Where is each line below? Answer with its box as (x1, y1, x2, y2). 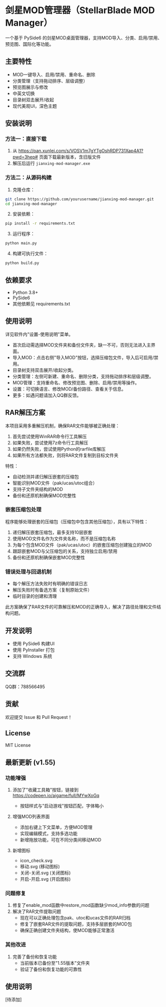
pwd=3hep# (12, 154, 38, 160)
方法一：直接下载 (5, 135, 47, 142)
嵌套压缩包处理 (5, 506, 42, 513)
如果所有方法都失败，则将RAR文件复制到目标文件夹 (12, 452, 119, 458)
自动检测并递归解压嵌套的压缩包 (12, 473, 79, 479)
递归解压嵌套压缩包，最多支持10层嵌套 (12, 529, 93, 535)
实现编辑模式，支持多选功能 (20, 830, 78, 836)
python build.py (5, 261, 39, 266)
